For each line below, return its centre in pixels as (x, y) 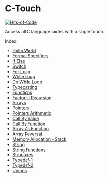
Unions (19, 170)
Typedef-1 (23, 160)
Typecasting (25, 87)
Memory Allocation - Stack (39, 139)
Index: (12, 41)
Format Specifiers (30, 56)
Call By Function (29, 124)
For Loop (21, 71)
